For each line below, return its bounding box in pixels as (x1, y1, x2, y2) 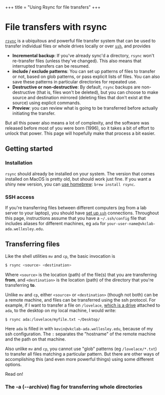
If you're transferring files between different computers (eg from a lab (5, 204, 147, 210)
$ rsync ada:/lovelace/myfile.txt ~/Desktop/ (5, 317, 100, 322)
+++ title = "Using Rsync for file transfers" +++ (5, 4, 101, 10)
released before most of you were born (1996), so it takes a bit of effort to (5, 125, 155, 131)
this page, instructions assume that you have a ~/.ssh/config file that (5, 215, 146, 221)
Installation (5, 159, 33, 166)
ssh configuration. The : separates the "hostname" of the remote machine (5, 331, 156, 337)
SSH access (5, 194, 34, 200)
